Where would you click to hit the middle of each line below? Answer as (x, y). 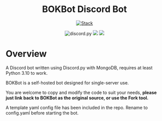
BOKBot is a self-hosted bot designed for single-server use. (67, 83)
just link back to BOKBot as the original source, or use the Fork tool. (77, 98)
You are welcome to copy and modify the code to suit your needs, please (81, 92)
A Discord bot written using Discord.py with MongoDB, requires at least (79, 68)
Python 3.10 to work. (27, 73)
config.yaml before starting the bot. (42, 113)
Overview (26, 54)
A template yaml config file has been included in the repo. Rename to (77, 107)
